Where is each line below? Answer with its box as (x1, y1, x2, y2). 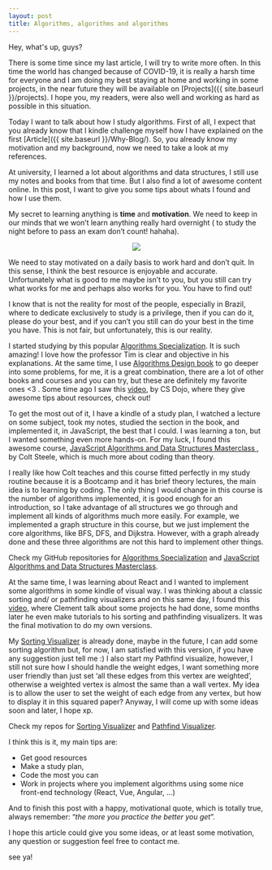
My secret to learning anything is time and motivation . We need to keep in (8, 209, 258, 218)
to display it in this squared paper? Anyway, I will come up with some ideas (8, 696, 259, 706)
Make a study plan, (19, 761, 84, 771)
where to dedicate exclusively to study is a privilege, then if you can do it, (8, 307, 254, 318)
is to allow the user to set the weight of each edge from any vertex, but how (8, 688, 261, 697)
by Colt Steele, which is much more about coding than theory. (8, 451, 215, 461)
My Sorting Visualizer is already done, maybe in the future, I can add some (8, 636, 258, 646)
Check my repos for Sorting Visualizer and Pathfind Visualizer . (8, 721, 217, 731)
